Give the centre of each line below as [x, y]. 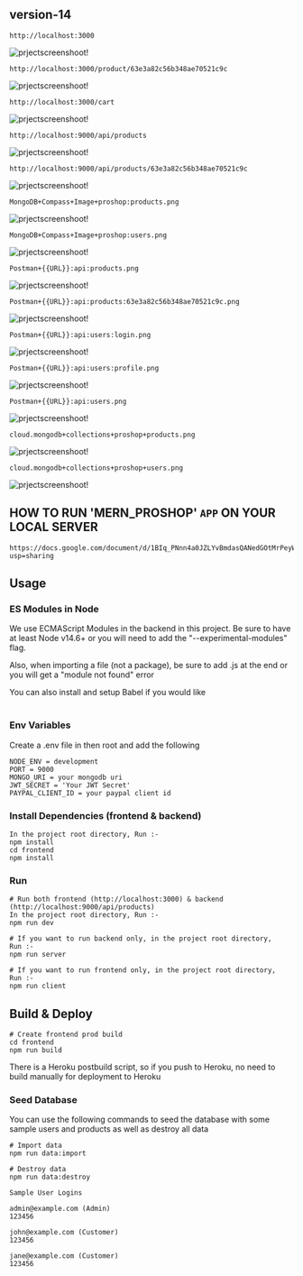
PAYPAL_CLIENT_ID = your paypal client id [90, 793]
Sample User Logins [46, 1193]
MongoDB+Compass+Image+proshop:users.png [88, 235]
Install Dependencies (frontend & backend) [106, 815]
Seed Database [44, 1099]
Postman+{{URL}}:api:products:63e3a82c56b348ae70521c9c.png [125, 301]
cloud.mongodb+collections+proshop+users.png [96, 468]
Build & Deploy [51, 1014]
